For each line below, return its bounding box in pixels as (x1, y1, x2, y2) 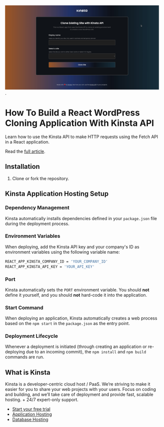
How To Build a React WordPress (5, 107, 140, 119)
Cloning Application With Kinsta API (5, 118, 154, 129)
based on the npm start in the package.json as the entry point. (5, 321, 130, 326)
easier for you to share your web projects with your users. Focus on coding (5, 386, 156, 392)
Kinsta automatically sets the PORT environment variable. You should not (5, 286, 150, 293)
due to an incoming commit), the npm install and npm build (26, 349, 146, 355)
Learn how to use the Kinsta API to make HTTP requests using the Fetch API (5, 134, 159, 140)
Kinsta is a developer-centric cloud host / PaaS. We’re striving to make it (5, 381, 150, 387)
